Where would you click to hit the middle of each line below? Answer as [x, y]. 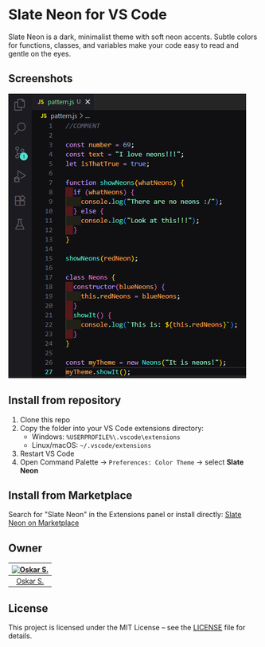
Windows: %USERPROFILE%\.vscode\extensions [106, 437]
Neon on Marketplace [44, 523]
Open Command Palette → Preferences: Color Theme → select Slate [132, 462]
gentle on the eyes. [40, 53]
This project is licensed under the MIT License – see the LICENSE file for [127, 628]
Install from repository [65, 400]
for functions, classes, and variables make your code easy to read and [123, 45]
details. [20, 636]
